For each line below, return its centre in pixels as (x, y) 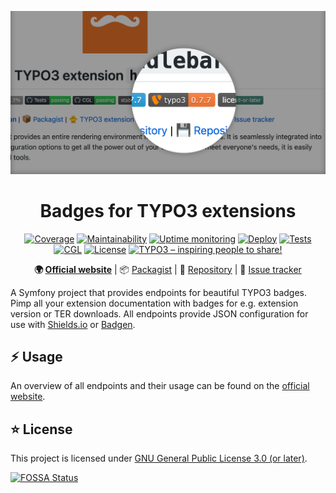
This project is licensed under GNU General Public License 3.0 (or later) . (159, 458)
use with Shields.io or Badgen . (73, 324)
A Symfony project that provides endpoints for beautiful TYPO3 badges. (159, 292)
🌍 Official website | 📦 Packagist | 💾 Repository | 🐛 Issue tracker (168, 269)
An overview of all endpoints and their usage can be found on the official (160, 386)
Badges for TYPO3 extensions (168, 210)
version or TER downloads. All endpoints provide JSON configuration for (159, 313)
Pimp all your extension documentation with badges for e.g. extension (154, 303)
